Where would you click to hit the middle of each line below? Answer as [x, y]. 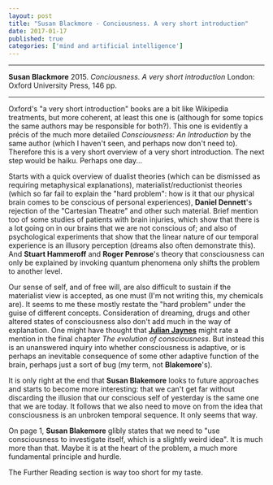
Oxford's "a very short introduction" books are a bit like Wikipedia [119, 109]
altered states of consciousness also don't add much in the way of [120, 322]
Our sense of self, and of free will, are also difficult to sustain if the [120, 287]
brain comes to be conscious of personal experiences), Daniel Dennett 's [130, 202]
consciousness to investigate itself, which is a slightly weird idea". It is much [136, 440]
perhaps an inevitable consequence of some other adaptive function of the [134, 356]
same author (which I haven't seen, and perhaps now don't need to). [123, 144]
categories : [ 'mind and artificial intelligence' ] [96, 46]
